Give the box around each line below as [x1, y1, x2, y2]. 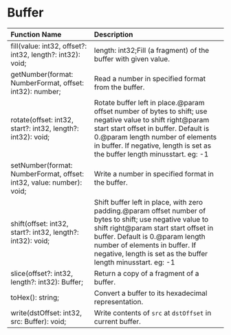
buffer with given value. [93, 54, 170, 63]
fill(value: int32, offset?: [10, 41, 87, 51]
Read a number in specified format [93, 73, 206, 83]
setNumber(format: [10, 160, 73, 170]
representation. [93, 297, 144, 306]
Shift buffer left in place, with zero [93, 197, 203, 207]
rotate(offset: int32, [10, 115, 74, 124]
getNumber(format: [10, 69, 74, 79]
